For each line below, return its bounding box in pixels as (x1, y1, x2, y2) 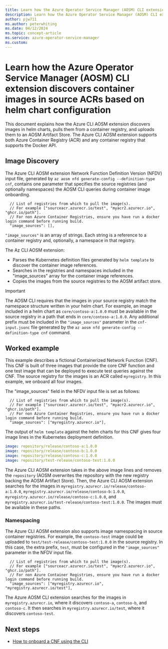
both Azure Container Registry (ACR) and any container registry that (5, 137, 146, 143)
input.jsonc (5, 325, 30, 330)
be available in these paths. (5, 504, 61, 510)
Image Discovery (5, 157, 59, 166)
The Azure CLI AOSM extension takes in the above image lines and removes (5, 467, 161, 473)
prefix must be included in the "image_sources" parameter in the (5, 319, 137, 325)
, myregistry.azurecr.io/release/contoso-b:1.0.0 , (20, 488, 126, 494)
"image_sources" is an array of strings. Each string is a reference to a (5, 232, 146, 238)
